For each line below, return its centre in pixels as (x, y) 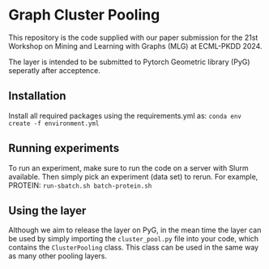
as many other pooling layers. (58, 256)
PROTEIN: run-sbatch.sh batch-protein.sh (80, 185)
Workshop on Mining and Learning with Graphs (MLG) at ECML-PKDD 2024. (135, 46)
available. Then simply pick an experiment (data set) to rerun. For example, (133, 176)
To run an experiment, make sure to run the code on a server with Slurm (128, 167)
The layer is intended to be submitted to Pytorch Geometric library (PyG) (129, 62)
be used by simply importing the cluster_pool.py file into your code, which (134, 239)
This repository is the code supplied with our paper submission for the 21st (133, 37)
